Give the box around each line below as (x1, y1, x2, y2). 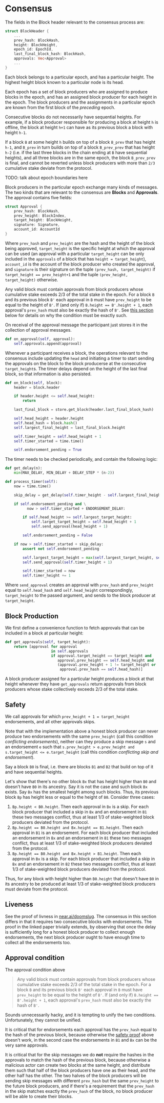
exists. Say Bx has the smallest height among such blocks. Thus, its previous (5, 788, 159, 795)
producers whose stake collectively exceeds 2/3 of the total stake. (5, 686, 139, 692)
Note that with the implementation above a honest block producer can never (5, 728, 159, 734)
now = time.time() (14, 484, 51, 489)
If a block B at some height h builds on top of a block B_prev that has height (5, 139, 156, 145)
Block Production (5, 612, 59, 620)
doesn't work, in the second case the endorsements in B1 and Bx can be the (5, 1037, 157, 1043)
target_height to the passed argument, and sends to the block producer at (5, 592, 156, 599)
